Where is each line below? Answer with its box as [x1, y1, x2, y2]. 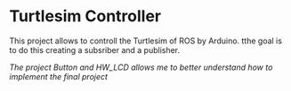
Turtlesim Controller [9, 6, 162, 27]
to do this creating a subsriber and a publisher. [9, 44, 181, 55]
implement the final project [9, 71, 109, 81]
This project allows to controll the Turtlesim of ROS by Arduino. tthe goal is [9, 35, 283, 46]
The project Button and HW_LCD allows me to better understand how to [9, 62, 273, 72]
